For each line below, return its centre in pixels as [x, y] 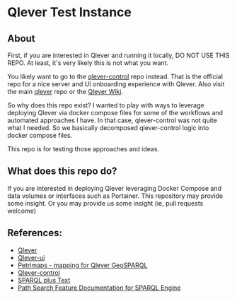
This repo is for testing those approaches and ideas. [83, 149]
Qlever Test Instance [70, 12]
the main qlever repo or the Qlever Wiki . [65, 92]
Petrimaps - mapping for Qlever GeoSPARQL [82, 265]
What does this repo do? [62, 171]
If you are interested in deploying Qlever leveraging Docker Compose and [114, 188]
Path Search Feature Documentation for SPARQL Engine [99, 288]
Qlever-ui [31, 257]
